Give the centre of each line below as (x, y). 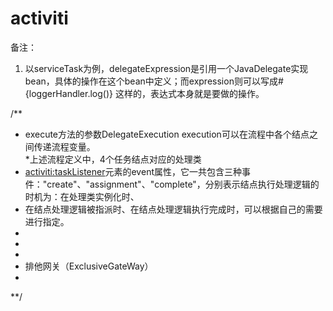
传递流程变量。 (64, 146)
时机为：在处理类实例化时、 (82, 196)
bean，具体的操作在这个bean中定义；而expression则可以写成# (154, 81)
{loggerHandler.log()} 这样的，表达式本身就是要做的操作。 (144, 93)
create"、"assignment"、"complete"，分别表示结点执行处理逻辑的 (183, 184)
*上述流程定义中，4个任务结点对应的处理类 (113, 159)
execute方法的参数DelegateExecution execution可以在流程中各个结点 (167, 134)
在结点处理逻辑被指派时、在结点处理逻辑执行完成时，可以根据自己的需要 (173, 209)
